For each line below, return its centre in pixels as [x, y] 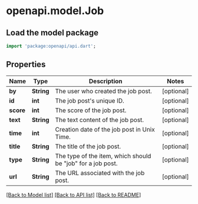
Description [105, 81]
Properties [26, 65]
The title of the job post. [88, 146]
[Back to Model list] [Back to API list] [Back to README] [74, 195]
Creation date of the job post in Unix [105, 129]
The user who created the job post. [103, 91]
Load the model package [52, 33]
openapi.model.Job [55, 11]
